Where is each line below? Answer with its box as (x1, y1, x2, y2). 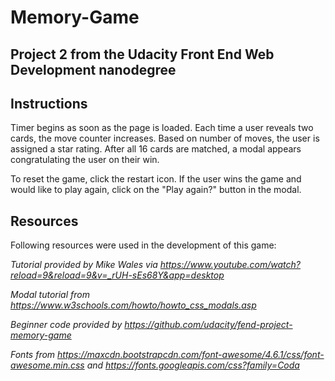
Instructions (10, 95, 88, 112)
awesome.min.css (10, 359, 85, 371)
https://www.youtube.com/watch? (159, 259, 301, 271)
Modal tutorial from (10, 289, 90, 301)
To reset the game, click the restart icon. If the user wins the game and (10, 173, 302, 185)
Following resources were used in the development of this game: (10, 239, 277, 251)
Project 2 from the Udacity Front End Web (10, 46, 275, 63)
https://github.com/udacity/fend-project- (124, 319, 293, 331)
